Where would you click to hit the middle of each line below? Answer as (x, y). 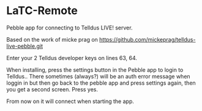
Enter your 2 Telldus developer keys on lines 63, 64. (72, 58)
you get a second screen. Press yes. (52, 89)
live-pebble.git (24, 46)
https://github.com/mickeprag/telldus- (147, 39)
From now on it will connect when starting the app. (70, 101)
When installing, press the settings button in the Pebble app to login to (95, 70)
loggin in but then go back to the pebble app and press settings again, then (101, 83)
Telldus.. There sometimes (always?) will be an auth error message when (99, 76)
